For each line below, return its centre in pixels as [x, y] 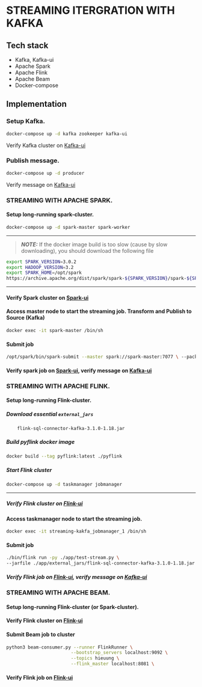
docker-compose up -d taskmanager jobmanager [64, 484]
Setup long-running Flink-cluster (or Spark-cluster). [73, 607]
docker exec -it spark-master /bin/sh [55, 331]
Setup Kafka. [26, 121]
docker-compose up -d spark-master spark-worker [68, 227]
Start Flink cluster [29, 470]
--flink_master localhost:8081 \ [112, 664]
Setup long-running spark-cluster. [50, 214]
